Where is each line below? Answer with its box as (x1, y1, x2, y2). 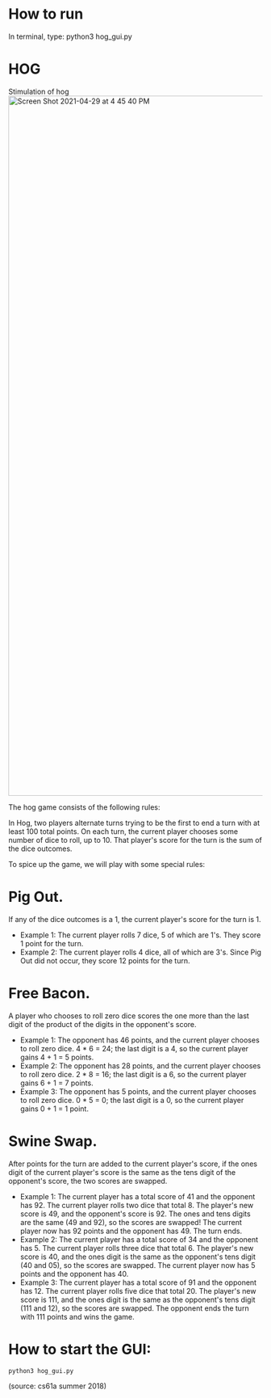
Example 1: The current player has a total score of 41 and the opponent (19, 1191, 256, 1201)
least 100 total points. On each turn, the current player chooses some (8, 826, 239, 836)
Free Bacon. (8, 984, 90, 1002)
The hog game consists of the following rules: (8, 802, 161, 812)
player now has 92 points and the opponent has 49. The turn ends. (19, 1226, 243, 1236)
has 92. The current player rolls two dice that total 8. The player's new (19, 1200, 254, 1210)
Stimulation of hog (8, 86, 70, 96)
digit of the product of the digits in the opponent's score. (8, 1019, 197, 1029)
